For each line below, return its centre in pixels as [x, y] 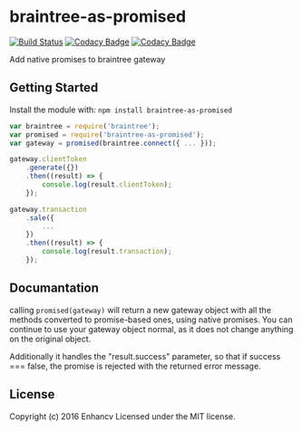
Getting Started [54, 88]
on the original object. [50, 339]
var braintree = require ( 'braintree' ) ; [85, 126]
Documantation [54, 288]
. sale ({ [40, 218]
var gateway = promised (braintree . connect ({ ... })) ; [113, 143]
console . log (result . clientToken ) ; [107, 185]
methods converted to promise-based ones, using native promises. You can [151, 320]
